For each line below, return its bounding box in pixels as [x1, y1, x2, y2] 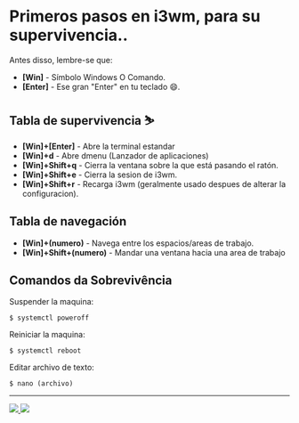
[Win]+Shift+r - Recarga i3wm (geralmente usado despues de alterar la [21, 178, 287, 189]
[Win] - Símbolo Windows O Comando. [21, 71, 166, 82]
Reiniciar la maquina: [9, 329, 86, 340]
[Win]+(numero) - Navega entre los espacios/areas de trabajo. [21, 238, 255, 248]
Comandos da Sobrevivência [9, 273, 173, 288]
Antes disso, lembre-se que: [9, 54, 113, 65]
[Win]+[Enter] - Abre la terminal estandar [21, 141, 175, 151]
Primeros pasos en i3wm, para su [9, 6, 261, 27]
